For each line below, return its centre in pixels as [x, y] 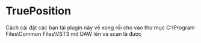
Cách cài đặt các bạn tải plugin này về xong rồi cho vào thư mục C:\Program [100, 27]
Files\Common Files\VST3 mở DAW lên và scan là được [74, 33]
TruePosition [39, 11]
